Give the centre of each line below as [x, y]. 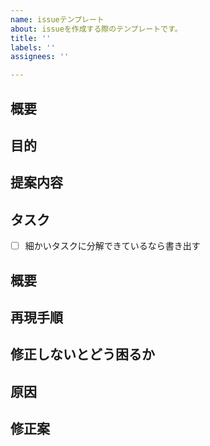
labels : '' [33, 47]
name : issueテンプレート [57, 19]
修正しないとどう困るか [82, 354]
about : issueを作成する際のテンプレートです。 [96, 29]
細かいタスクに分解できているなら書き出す [112, 246]
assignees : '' [40, 57]
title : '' [31, 38]
